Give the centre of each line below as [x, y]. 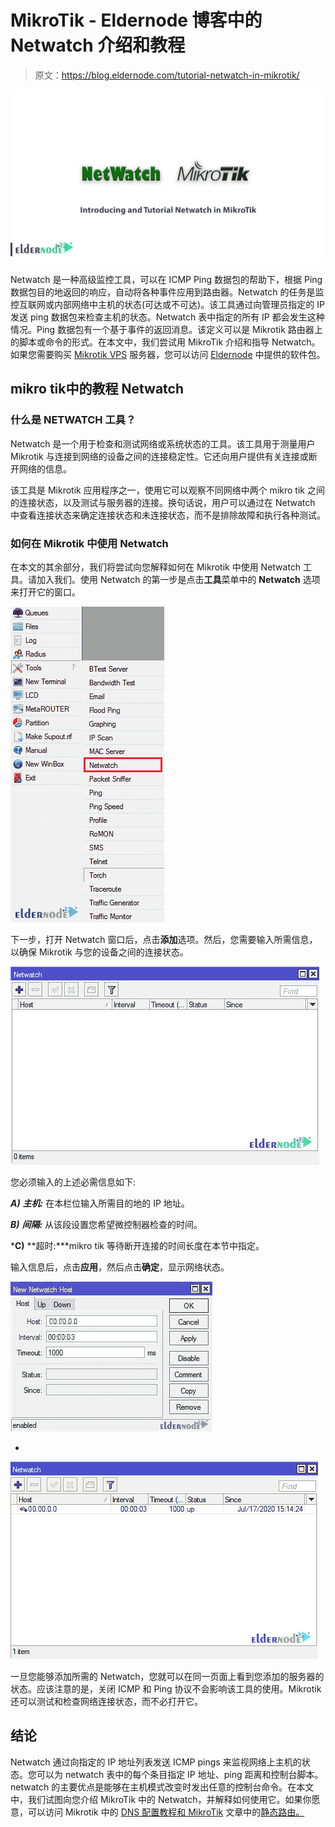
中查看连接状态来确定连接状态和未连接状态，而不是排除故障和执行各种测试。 [168, 515]
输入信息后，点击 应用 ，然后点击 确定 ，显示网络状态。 [120, 1267]
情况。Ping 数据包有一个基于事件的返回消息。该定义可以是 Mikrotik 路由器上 [166, 330]
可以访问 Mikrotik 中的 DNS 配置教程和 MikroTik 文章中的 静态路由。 [166, 1812]
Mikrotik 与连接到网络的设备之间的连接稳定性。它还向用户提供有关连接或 [159, 456]
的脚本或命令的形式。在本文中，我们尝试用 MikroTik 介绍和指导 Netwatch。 [165, 342]
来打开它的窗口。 [45, 592]
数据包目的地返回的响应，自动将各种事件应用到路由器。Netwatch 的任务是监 [167, 292]
